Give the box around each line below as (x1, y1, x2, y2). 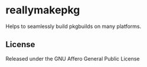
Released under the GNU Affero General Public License (5, 55, 140, 62)
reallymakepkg (5, 3, 80, 17)
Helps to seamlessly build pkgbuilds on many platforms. (5, 23, 142, 30)
